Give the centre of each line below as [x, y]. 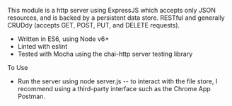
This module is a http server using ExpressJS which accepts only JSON [111, 10]
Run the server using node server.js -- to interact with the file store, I [117, 81]
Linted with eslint [42, 46]
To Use [18, 67]
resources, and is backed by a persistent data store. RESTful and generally [116, 18]
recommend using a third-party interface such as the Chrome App [114, 89]
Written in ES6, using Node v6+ [63, 39]
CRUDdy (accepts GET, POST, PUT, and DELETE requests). [94, 25]
